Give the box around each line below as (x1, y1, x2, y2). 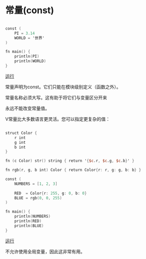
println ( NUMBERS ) (14, 214, 51, 219)
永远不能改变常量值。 (5, 105, 50, 111)
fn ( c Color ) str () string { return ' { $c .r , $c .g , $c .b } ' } (5, 159, 135, 164)
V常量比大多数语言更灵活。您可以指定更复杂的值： (5, 116, 110, 122)
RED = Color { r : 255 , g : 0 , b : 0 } (14, 190, 87, 196)
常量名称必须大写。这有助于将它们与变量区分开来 (5, 94, 107, 100)
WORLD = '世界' (14, 35, 45, 40)
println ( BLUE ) (14, 223, 44, 228)
